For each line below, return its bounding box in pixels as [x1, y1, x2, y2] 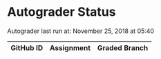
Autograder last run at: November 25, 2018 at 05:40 [7, 27, 154, 35]
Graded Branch [97, 43, 149, 52]
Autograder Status [7, 4, 116, 20]
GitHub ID [10, 43, 44, 52]
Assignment [49, 43, 91, 52]
